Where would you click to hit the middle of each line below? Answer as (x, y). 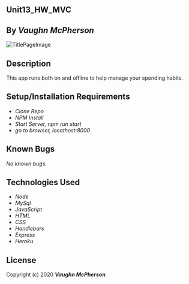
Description (28, 63)
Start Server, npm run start (48, 124)
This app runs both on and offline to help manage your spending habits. (95, 78)
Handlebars (29, 229)
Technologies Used (43, 182)
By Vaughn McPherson (50, 30)
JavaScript (28, 210)
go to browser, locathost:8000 (52, 130)
